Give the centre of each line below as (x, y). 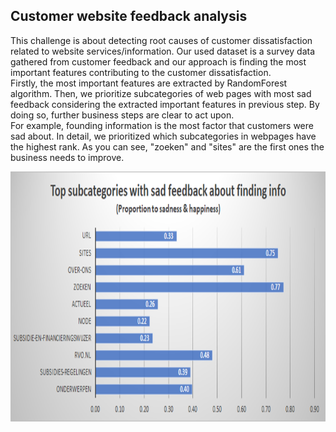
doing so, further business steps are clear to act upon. (122, 115)
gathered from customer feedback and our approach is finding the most (158, 61)
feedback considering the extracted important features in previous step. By (165, 104)
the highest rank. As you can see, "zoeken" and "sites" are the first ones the (167, 146)
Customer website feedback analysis (129, 16)
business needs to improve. (67, 157)
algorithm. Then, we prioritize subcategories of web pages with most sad (161, 93)
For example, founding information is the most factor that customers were (162, 125)
